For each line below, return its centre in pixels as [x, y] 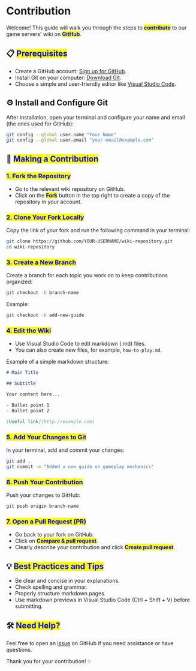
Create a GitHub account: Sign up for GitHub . [71, 71]
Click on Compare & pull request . [56, 541]
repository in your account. [48, 202]
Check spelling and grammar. [51, 587]
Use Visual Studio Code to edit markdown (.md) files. [80, 344]
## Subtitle [21, 384]
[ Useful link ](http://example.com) [51, 421]
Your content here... [33, 394]
